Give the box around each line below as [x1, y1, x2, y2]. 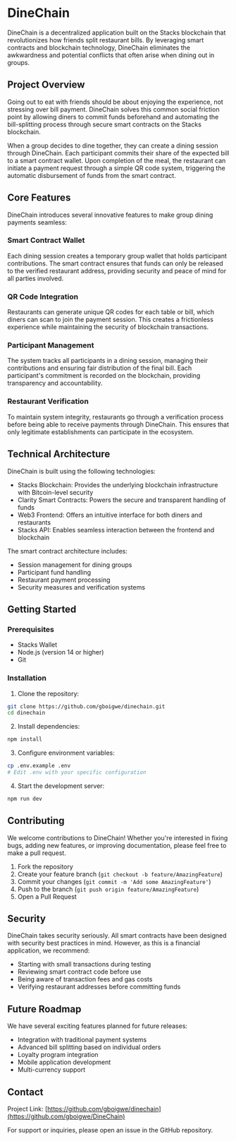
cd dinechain [7, 710, 46, 717]
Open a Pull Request [17, 892, 77, 901]
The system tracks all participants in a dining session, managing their [7, 357, 209, 365]
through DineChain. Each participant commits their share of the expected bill [7, 148, 230, 157]
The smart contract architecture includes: [7, 546, 128, 555]
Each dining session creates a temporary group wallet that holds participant [7, 251, 228, 260]
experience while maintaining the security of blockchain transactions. [7, 323, 209, 331]
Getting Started [7, 603, 77, 615]
